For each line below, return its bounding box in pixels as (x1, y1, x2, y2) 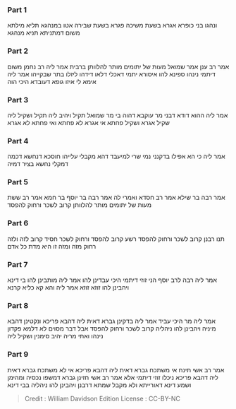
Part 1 (7, 5, 27, 15)
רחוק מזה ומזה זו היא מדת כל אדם (7, 242, 97, 250)
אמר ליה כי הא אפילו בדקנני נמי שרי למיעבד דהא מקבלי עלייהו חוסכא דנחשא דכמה (7, 152, 225, 160)
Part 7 (7, 259, 28, 269)
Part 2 (7, 46, 29, 56)
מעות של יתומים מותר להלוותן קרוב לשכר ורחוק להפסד (7, 201, 151, 209)
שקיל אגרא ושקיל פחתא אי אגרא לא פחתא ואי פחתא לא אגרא (7, 118, 170, 126)
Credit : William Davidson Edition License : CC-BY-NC (24, 394, 181, 403)
